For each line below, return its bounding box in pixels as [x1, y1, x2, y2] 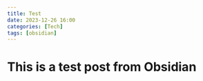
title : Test [7, 10, 41, 17]
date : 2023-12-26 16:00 [7, 17, 76, 24]
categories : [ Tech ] [7, 23, 64, 30]
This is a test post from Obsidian [7, 60, 197, 75]
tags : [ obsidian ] [7, 29, 57, 37]
